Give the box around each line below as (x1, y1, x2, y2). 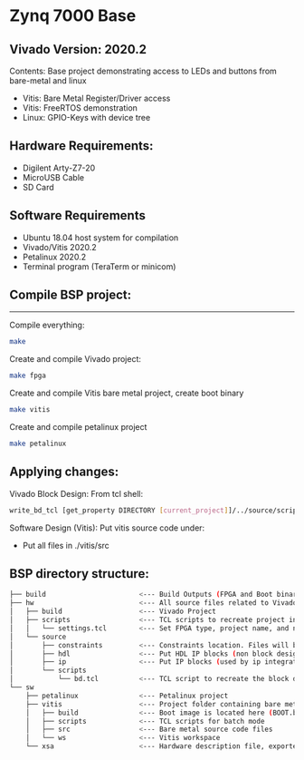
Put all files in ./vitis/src (22, 540, 110, 551)
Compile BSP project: (9, 287, 132, 303)
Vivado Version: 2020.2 (9, 42, 147, 57)
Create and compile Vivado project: (9, 354, 142, 365)
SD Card (22, 181, 54, 192)
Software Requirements (9, 208, 147, 223)
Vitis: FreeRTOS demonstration (22, 102, 138, 113)
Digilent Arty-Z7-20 (22, 162, 96, 173)
